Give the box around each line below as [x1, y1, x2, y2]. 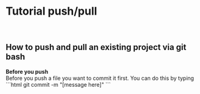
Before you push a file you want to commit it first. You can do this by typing [5, 74, 195, 82]
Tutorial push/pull [5, 4, 98, 18]
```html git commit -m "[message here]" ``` [5, 81, 111, 88]
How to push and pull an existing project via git [5, 42, 187, 52]
